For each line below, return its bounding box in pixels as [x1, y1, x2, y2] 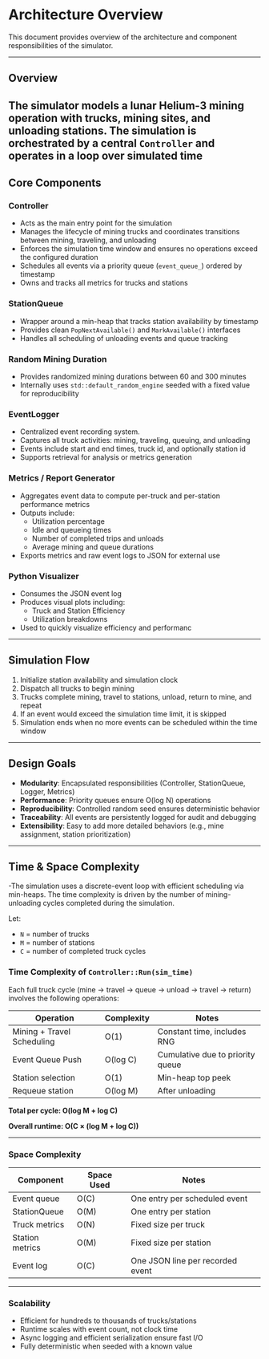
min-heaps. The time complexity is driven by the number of [8, 890, 204, 899]
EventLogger [8, 408, 60, 420]
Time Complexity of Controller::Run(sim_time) [8, 967, 194, 978]
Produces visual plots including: [19, 597, 126, 606]
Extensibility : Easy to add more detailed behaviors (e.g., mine [19, 821, 224, 830]
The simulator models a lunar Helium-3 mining [8, 99, 244, 112]
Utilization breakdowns [31, 614, 108, 623]
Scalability [8, 1297, 50, 1308]
